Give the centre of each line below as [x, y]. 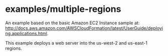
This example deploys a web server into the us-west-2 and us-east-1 [76, 43]
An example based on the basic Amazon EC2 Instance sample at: [72, 23]
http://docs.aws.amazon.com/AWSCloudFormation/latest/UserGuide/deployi [84, 28]
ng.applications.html [26, 33]
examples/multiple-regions [63, 9]
